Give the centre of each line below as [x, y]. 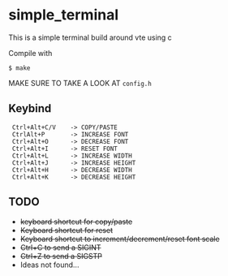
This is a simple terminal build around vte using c [90, 37]
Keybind [30, 108]
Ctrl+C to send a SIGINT [60, 247]
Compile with [30, 53]
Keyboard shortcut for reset [67, 230]
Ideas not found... [49, 265]
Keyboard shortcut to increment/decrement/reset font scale [120, 239]
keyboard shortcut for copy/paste [76, 222]
